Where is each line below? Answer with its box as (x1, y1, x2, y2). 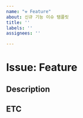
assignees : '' (6, 31, 41, 36)
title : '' (6, 19, 31, 25)
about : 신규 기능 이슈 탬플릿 (6, 14, 69, 20)
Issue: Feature (6, 61, 78, 74)
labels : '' (6, 25, 33, 31)
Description (6, 84, 50, 94)
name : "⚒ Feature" (6, 8, 51, 15)
